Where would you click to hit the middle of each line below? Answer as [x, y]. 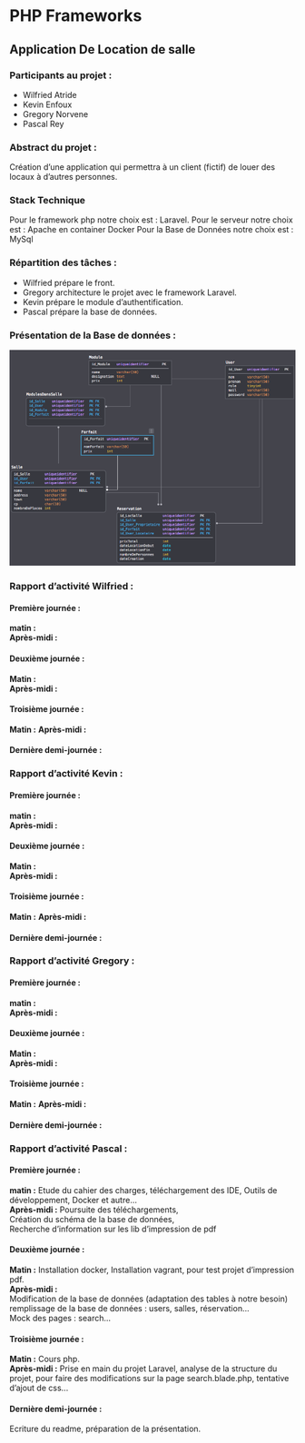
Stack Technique [48, 201]
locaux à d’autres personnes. [64, 177]
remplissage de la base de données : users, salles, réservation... [129, 1309]
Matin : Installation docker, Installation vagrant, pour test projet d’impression [152, 1270]
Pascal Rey [43, 124]
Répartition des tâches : [63, 262]
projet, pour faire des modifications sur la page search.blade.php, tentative [149, 1379]
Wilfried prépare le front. [69, 282]
